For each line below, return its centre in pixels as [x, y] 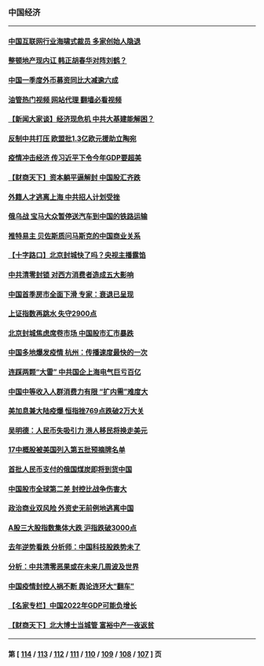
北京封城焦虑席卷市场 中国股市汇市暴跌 [71, 333]
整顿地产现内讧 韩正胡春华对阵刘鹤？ [68, 61]
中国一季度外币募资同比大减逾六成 [63, 80]
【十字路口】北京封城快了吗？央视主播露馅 [77, 255]
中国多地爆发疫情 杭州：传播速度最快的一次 [78, 352]
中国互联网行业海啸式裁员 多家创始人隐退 [75, 41]
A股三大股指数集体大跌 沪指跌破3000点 [73, 528]
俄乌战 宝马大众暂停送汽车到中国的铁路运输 [78, 216]
